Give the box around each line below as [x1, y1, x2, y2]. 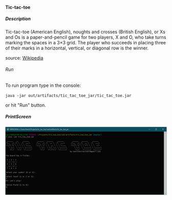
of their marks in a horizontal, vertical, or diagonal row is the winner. [5, 45, 149, 51]
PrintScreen [5, 114, 32, 120]
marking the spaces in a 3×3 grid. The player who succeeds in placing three [5, 39, 166, 45]
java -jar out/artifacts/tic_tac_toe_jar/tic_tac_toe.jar [5, 93, 132, 98]
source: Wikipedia [5, 55, 44, 61]
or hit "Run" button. [5, 102, 46, 108]
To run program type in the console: [5, 82, 81, 88]
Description [5, 16, 31, 22]
